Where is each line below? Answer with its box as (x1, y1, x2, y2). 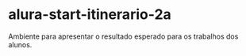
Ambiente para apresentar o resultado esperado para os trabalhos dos (8, 32, 239, 41)
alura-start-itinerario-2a (8, 6, 172, 24)
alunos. (8, 39, 33, 49)
